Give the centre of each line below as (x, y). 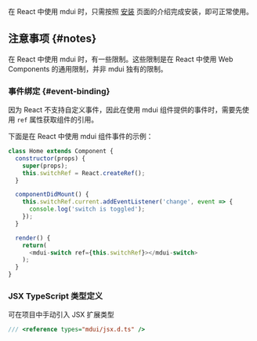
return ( (34, 245)
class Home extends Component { (61, 152)
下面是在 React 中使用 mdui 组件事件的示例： (81, 137)
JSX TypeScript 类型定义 (56, 296)
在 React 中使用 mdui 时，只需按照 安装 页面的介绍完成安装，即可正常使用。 (130, 11)
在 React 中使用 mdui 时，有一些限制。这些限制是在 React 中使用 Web (121, 59)
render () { (33, 238)
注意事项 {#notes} (52, 39)
